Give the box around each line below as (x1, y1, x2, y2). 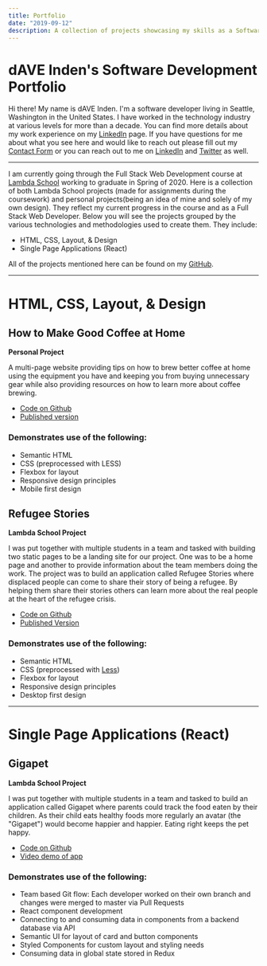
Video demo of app (19, 851, 83, 861)
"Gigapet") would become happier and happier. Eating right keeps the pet (8, 819, 249, 828)
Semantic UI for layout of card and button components (19, 932, 199, 941)
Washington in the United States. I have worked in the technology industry (8, 112, 251, 122)
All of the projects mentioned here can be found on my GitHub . (8, 260, 215, 269)
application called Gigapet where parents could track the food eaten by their (8, 802, 258, 812)
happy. (8, 827, 31, 837)
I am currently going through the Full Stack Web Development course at (8, 169, 243, 179)
